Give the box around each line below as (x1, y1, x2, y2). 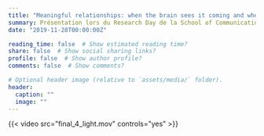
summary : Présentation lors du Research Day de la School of (8, 19, 213, 27)
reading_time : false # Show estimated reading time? (8, 40, 189, 48)
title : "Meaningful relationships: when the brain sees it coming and (8, 11, 244, 20)
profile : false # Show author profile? (8, 55, 143, 63)
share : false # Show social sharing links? (8, 48, 156, 55)
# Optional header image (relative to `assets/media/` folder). (8, 76, 223, 84)
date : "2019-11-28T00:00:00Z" (8, 26, 108, 34)
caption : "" (15, 91, 55, 98)
